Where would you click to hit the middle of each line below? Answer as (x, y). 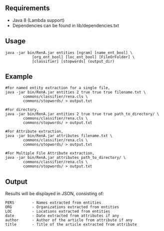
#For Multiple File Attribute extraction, (50, 153)
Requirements (27, 8)
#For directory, (22, 110)
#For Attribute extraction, (34, 131)
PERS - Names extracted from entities (53, 203)
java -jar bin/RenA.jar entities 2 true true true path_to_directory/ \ (82, 114)
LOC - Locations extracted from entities (58, 212)
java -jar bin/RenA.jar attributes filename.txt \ (59, 136)
